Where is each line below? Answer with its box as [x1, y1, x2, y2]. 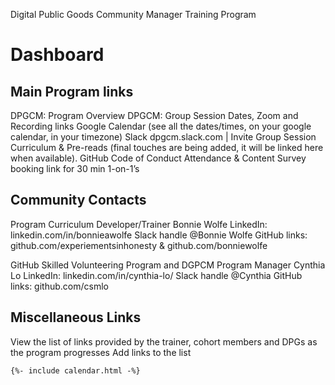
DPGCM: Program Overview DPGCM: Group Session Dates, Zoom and [10, 110, 299, 121]
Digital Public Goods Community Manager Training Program [10, 9, 257, 20]
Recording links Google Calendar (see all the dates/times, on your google [10, 120, 312, 132]
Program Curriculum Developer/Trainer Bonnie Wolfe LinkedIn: [10, 218, 268, 230]
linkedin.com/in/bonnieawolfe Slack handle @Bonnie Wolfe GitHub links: [10, 229, 308, 241]
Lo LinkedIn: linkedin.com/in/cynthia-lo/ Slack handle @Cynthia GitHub [10, 269, 303, 281]
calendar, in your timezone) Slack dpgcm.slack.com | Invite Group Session [10, 131, 317, 143]
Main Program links [10, 83, 134, 100]
